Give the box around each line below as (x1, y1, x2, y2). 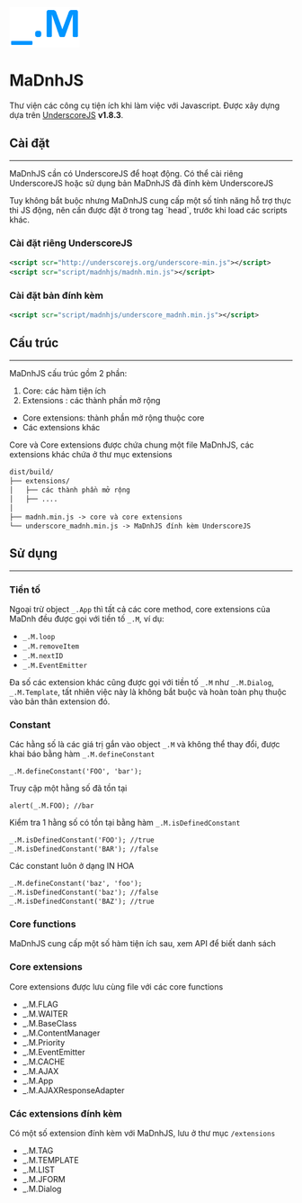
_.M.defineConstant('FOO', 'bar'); (9, 767, 143, 776)
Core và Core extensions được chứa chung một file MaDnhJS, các (9, 439, 254, 450)
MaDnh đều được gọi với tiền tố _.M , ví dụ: (9, 613, 164, 624)
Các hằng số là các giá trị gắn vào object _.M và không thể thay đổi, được (9, 739, 280, 750)
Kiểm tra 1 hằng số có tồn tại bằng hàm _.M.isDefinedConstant (9, 818, 241, 828)
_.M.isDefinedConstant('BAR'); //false (9, 845, 159, 854)
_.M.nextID (22, 651, 64, 660)
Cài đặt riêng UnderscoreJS (9, 237, 133, 249)
